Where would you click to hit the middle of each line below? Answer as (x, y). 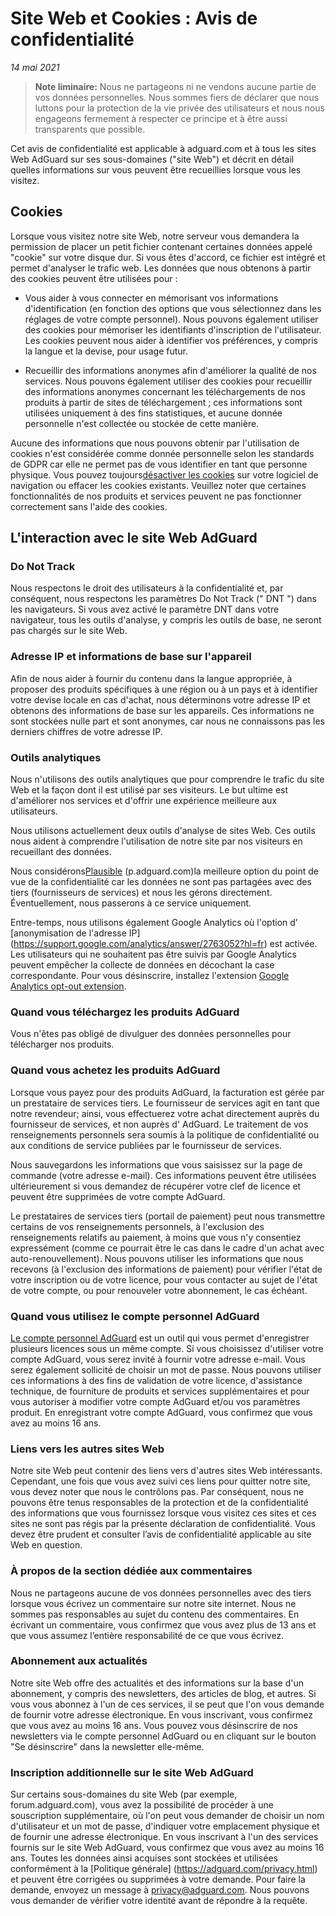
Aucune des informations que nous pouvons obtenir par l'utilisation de (155, 443)
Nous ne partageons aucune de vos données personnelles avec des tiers (161, 1593)
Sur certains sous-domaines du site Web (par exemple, (124, 1794)
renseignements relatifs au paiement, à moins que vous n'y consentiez (156, 1237)
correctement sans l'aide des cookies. (89, 506)
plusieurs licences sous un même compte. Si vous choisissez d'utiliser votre (167, 1348)
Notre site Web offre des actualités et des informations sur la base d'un (157, 1683)
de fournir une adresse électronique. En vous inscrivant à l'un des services (164, 1837)
